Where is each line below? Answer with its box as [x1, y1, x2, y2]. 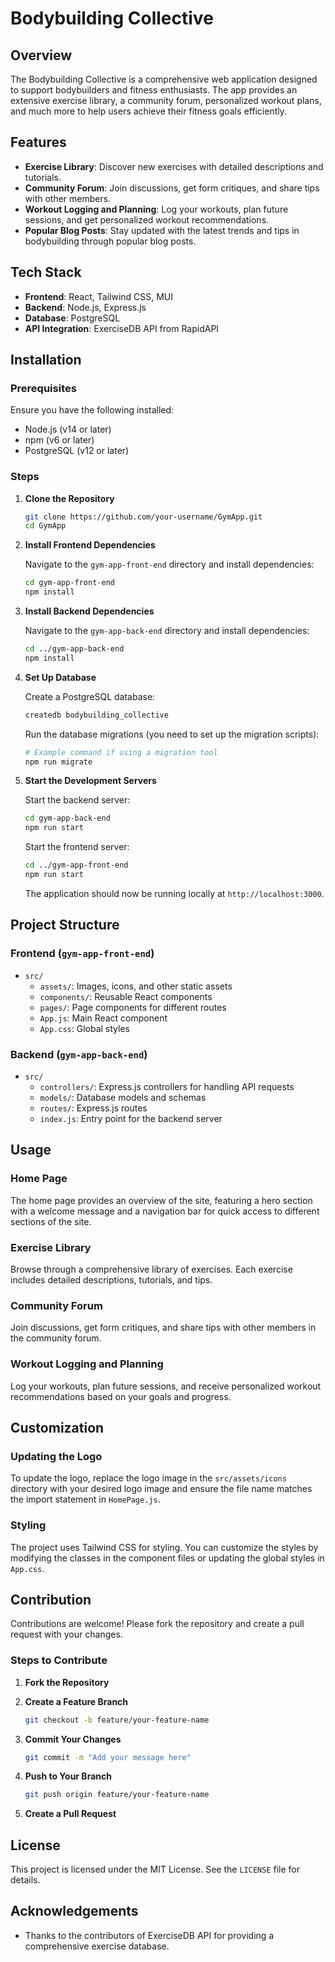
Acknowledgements [10, 1903, 139, 1920]
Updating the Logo [10, 1449, 103, 1463]
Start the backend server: [24, 794, 131, 806]
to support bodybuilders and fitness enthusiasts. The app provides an [10, 84, 298, 96]
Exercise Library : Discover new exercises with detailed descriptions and [24, 160, 324, 172]
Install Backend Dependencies [24, 605, 155, 617]
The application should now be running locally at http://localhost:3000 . [24, 887, 325, 899]
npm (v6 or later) [24, 434, 95, 446]
